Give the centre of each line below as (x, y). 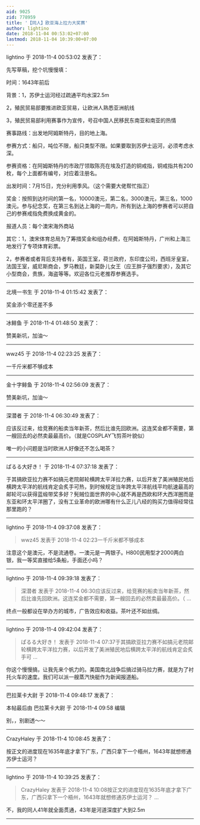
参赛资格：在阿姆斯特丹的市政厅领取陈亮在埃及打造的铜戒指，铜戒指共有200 (100, 166)
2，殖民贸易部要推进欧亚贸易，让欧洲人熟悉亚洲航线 (71, 108)
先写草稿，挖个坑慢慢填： (37, 70)
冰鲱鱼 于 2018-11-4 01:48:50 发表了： (53, 323)
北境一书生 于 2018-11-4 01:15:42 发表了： (57, 292)
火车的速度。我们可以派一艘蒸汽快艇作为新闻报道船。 (76, 677)
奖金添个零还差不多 (30, 305)
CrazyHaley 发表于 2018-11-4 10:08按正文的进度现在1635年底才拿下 (104, 790)
